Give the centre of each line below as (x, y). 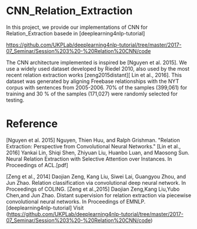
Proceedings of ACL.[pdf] (37, 165)
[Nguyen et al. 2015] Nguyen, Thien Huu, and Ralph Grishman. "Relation (93, 140)
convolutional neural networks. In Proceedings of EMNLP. (76, 201)
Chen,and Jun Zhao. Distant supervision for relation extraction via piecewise (99, 195)
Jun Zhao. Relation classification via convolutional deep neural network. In (96, 182)
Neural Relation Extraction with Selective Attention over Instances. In (89, 159)
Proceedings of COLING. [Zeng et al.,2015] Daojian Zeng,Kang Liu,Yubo (93, 189)
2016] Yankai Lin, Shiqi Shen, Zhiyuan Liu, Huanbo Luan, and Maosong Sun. (98, 152)
